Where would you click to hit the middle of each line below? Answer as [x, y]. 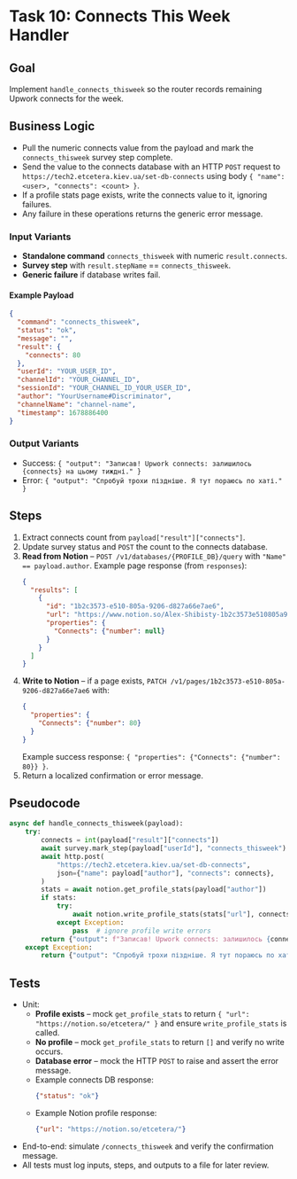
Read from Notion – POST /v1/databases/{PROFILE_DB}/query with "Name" [154, 556]
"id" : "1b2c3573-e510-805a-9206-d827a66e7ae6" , [135, 606]
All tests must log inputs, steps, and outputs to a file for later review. [145, 1165]
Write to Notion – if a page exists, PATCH [94, 681]
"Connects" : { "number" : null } [110, 631]
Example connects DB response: [95, 1080]
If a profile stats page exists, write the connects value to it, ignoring [145, 195]
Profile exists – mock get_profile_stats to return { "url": [142, 1014]
